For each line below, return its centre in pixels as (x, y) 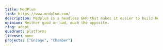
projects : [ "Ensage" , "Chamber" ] (39, 40)
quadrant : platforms (26, 31)
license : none (19, 36)
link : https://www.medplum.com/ (38, 14)
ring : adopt (17, 27)
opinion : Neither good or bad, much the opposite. (57, 23)
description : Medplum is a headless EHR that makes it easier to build (79, 18)
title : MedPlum (20, 9)
